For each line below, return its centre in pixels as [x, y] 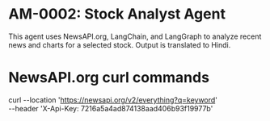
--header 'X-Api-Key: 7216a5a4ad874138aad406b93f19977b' [111, 108]
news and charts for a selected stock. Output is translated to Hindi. [120, 44]
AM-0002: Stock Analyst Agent [117, 14]
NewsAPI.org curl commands [109, 78]
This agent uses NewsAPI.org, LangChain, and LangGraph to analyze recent [135, 36]
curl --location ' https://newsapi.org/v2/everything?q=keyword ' [113, 100]
